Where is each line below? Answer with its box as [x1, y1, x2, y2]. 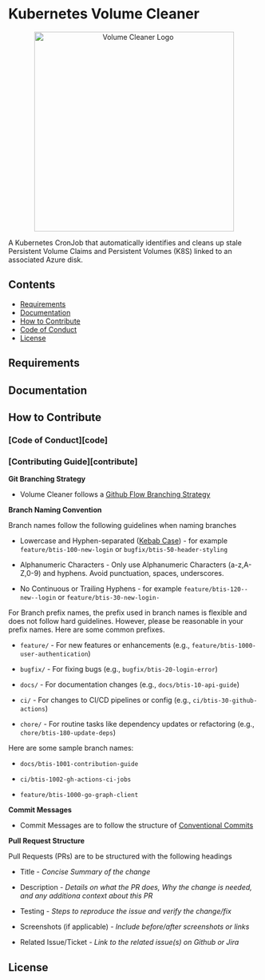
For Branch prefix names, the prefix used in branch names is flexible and [8, 608, 247, 617]
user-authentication [19, 650, 89, 659]
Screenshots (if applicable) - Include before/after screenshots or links [19, 922, 250, 931]
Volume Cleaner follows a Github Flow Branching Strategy [19, 490, 211, 499]
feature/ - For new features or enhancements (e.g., [19, 641, 190, 650]
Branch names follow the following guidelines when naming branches [8, 521, 237, 530]
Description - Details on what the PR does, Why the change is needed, [19, 883, 253, 892]
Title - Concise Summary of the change [19, 867, 151, 877]
